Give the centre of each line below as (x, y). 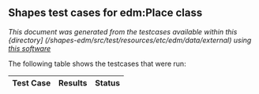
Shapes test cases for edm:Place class (105, 13)
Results (73, 83)
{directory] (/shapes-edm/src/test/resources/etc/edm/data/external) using (130, 40)
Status (107, 83)
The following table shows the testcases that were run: (98, 63)
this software (30, 48)
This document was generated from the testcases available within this (123, 31)
